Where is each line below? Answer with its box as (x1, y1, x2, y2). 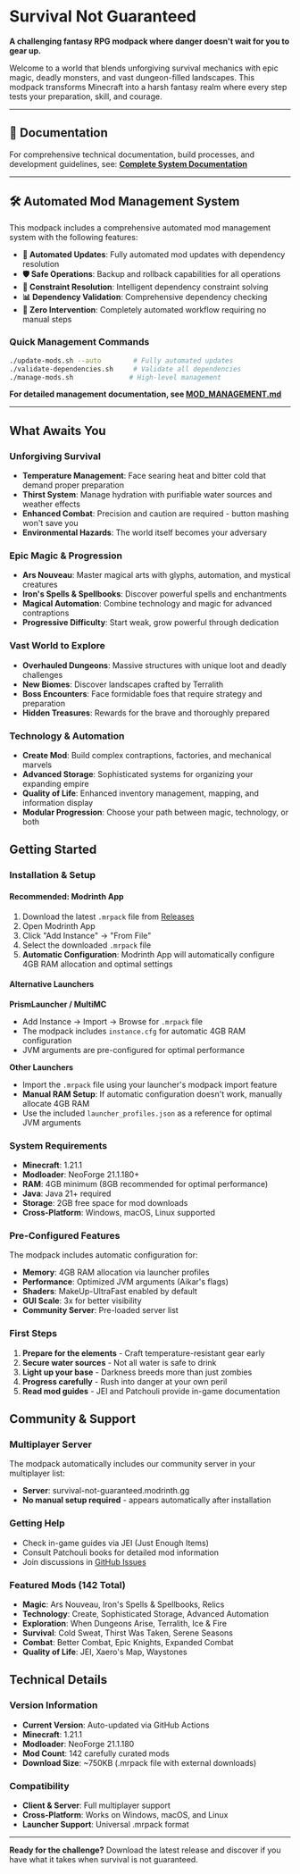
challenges (21, 669, 63, 680)
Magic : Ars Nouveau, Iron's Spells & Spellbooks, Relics (21, 1599, 225, 1610)
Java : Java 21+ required (21, 1188, 112, 1199)
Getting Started (9, 842, 97, 858)
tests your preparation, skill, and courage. (9, 91, 162, 102)
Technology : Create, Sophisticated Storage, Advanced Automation (21, 1608, 270, 1619)
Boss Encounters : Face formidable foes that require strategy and (21, 688, 262, 699)
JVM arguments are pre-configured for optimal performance (21, 1044, 246, 1055)
